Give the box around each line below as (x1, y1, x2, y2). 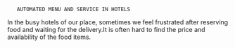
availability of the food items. (7, 33, 91, 41)
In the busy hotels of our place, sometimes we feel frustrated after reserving (7, 18, 229, 26)
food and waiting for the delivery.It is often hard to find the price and (7, 26, 205, 33)
